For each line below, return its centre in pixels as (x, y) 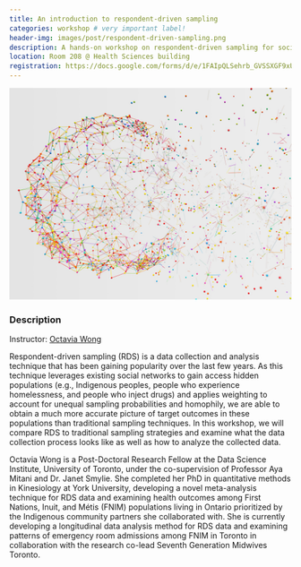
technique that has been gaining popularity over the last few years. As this (146, 366)
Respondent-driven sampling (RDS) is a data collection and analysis (134, 357)
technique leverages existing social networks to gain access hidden (134, 375)
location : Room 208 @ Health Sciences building (100, 57)
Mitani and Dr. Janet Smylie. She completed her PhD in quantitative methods (150, 478)
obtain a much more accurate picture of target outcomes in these (129, 414)
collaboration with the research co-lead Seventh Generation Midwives (138, 546)
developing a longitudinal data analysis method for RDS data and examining (149, 526)
